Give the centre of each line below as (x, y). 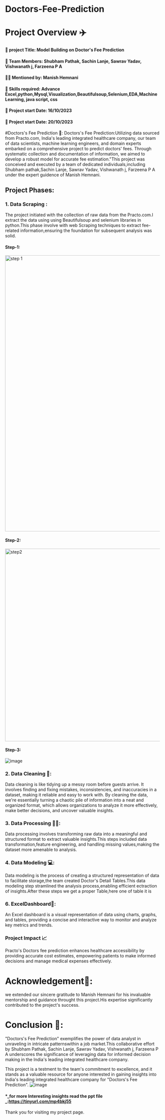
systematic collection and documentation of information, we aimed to (75, 154)
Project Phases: (30, 190)
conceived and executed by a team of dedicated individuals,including (75, 164)
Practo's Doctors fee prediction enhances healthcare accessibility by (75, 951)
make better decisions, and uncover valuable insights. (60, 811)
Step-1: (13, 247)
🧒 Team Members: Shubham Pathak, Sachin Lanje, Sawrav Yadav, (73, 61)
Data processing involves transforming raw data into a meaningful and (76, 834)
